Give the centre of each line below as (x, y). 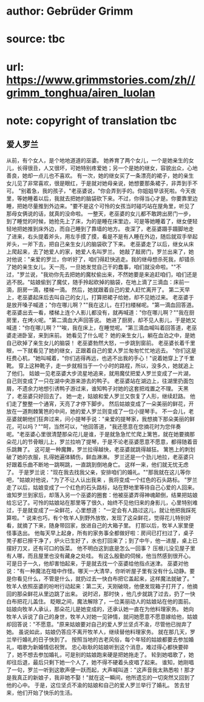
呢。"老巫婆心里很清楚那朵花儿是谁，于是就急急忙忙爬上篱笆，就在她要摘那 (101, 434)
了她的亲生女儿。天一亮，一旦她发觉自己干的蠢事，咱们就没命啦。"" (91, 266)
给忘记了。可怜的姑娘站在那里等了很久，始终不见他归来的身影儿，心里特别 (99, 502)
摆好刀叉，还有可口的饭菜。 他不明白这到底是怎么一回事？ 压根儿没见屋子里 (101, 548)
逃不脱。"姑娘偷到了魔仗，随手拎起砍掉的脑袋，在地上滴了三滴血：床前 (95, 282)
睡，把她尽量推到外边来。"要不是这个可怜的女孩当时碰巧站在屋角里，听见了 (101, 206)
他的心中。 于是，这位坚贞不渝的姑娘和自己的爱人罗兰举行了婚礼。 (90, 685)
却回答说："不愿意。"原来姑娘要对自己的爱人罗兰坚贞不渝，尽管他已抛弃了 (99, 624)
